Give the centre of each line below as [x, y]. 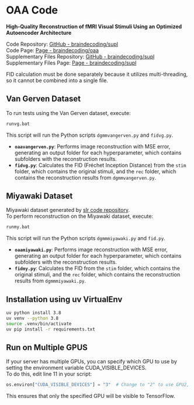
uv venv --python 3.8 [32, 318]
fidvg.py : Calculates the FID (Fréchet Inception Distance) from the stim [100, 165]
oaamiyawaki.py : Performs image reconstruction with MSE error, [91, 249]
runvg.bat [18, 124]
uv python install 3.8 [34, 313]
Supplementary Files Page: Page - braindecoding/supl [71, 63]
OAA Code [32, 10]
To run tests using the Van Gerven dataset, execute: [68, 113]
